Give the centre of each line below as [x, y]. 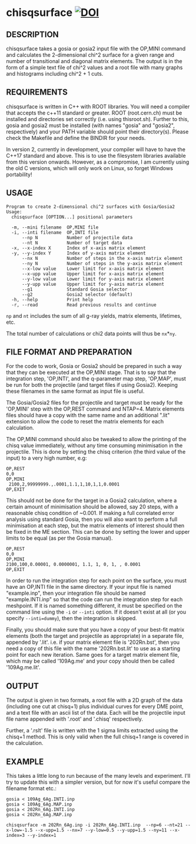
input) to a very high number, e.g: [46, 458]
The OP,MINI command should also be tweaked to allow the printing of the [96, 439]
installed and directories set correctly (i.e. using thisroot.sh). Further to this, [98, 119]
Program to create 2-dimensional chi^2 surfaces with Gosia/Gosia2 [91, 207]
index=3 [16, 836]
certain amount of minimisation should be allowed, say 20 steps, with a [92, 507]
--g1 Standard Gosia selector [74, 289]
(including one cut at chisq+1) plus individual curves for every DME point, [95, 706]
